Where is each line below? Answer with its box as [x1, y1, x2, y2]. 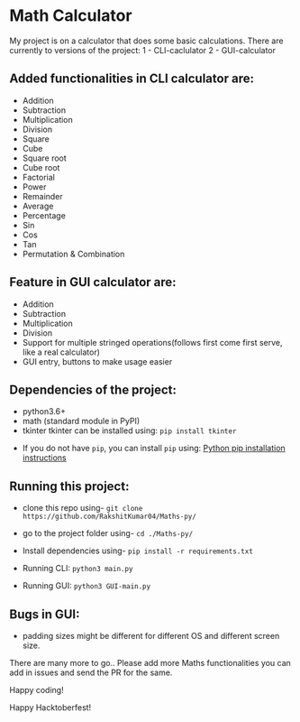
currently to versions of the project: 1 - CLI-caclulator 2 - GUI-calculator [9, 44, 277, 55]
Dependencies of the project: [9, 382, 177, 397]
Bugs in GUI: [9, 606, 80, 622]
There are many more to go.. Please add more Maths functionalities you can [9, 658, 291, 668]
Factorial [22, 171, 56, 182]
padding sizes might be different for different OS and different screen [22, 631, 280, 641]
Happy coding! [9, 685, 65, 695]
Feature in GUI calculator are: [9, 274, 177, 290]
